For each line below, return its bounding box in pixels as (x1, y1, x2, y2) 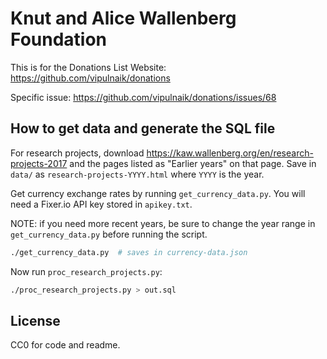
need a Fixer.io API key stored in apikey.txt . (10, 198, 193, 210)
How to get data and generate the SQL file (10, 120, 276, 137)
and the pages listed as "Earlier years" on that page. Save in (69, 157, 317, 169)
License (10, 312, 61, 329)
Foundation (10, 28, 108, 51)
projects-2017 (10, 157, 68, 169)
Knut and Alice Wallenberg (10, 7, 237, 30)
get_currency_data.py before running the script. (10, 228, 208, 240)
